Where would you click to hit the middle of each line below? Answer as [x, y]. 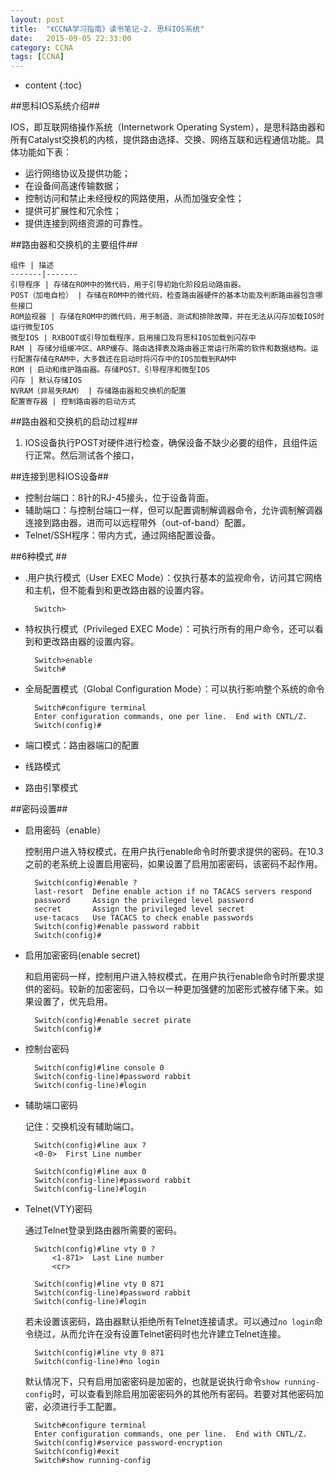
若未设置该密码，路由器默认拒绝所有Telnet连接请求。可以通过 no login [169, 1322]
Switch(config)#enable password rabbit [117, 927]
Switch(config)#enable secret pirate [113, 1021]
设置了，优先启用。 [73, 1002]
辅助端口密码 [51, 1105]
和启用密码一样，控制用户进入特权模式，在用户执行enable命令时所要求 [170, 977]
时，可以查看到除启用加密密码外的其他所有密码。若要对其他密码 [183, 1394]
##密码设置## [39, 809]
